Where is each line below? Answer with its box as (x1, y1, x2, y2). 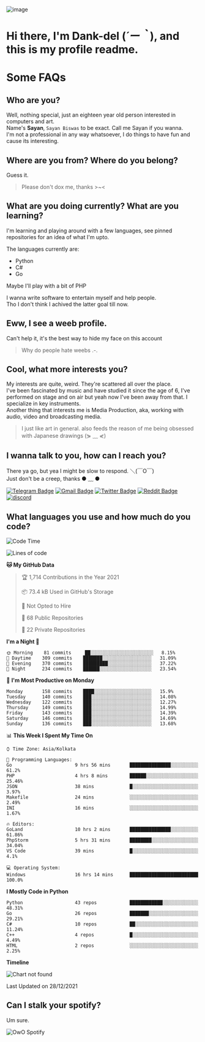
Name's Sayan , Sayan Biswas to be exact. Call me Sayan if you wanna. (6, 125, 184, 132)
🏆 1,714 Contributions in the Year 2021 (21, 573, 119, 581)
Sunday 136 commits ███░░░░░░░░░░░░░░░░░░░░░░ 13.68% (6, 721, 176, 727)
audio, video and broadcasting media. (6, 413, 102, 420)
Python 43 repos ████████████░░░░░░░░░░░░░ (6, 900, 199, 906)
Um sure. (6, 1016, 29, 1024)
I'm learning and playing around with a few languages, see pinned (6, 227, 173, 234)
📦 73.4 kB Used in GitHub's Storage (21, 588, 114, 596)
